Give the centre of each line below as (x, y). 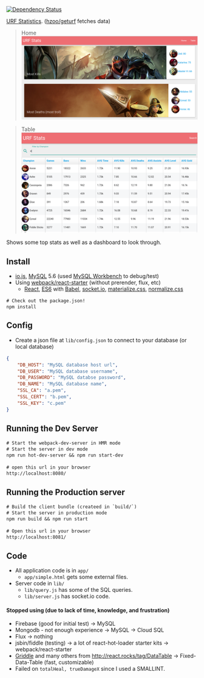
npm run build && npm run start (47, 519)
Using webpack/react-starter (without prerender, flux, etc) (88, 282)
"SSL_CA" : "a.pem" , (42, 391)
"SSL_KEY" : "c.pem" (42, 403)
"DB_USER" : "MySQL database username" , (68, 371)
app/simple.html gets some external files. (76, 577)
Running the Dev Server (52, 429)
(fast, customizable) (69, 662)
